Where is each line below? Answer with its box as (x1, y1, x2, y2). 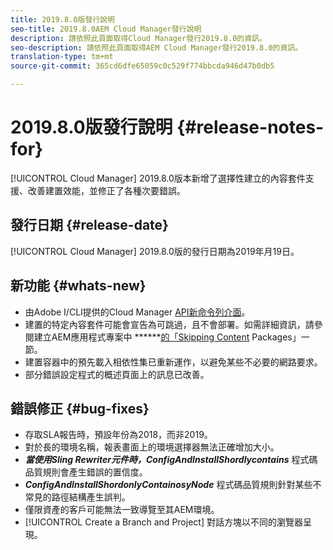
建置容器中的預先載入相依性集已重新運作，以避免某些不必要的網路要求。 (24, 356, 323, 368)
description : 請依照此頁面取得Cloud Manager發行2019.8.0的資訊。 (10, 33, 267, 43)
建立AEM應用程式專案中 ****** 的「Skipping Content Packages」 (33, 331, 302, 343)
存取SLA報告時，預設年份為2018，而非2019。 (24, 429, 213, 441)
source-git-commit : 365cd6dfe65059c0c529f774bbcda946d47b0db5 (10, 61, 275, 71)
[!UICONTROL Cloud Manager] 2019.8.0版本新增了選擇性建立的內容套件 (10, 172, 306, 184)
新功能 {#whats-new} (10, 277, 147, 295)
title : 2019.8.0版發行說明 (10, 14, 115, 25)
